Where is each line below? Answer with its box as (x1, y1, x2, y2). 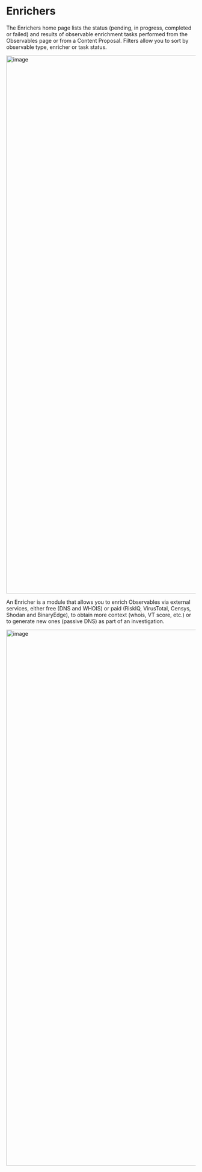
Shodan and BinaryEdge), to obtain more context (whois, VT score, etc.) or (6, 611, 191, 618)
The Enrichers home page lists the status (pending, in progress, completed (6, 24, 192, 31)
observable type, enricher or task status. (6, 43, 107, 51)
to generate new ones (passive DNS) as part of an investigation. (6, 617, 165, 625)
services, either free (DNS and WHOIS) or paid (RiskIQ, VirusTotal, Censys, (6, 604, 191, 612)
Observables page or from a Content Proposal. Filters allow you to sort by (6, 37, 189, 44)
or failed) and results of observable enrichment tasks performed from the (6, 30, 188, 37)
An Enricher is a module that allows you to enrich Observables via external (6, 598, 191, 606)
